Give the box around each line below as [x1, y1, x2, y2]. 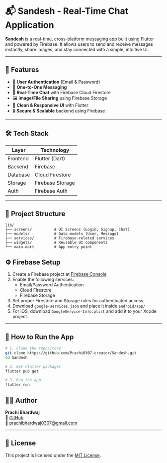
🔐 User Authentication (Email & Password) [12, 79, 100, 85]
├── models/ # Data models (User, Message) [5, 231, 119, 236]
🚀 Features [5, 66, 39, 74]
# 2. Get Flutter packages [5, 364, 61, 369]
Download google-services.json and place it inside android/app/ [12, 303, 146, 309]
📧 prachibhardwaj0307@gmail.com [5, 420, 78, 426]
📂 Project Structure [5, 209, 66, 218]
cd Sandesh [5, 355, 28, 360]
